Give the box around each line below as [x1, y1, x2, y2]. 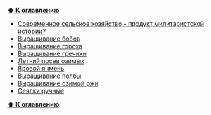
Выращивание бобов [17, 34, 81, 43]
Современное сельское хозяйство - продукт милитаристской [17, 20, 205, 27]
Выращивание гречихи [17, 49, 87, 57]
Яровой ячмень [17, 65, 65, 72]
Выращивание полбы [17, 72, 82, 80]
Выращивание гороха [17, 42, 83, 50]
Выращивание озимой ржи [17, 79, 99, 87]
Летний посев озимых [17, 57, 84, 65]
